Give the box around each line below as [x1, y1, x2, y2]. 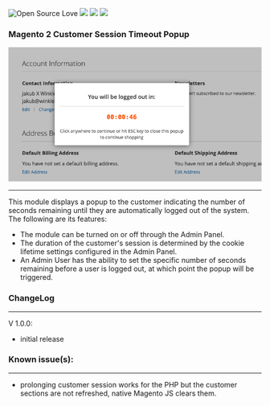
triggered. [19, 273, 54, 282]
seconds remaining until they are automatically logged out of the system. [8, 206, 250, 215]
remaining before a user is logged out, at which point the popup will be [19, 264, 255, 273]
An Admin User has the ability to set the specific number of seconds [19, 256, 247, 265]
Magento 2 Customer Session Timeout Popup [8, 28, 190, 39]
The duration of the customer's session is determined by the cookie [19, 238, 245, 248]
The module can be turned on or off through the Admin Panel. [19, 230, 225, 240]
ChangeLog [8, 293, 55, 304]
